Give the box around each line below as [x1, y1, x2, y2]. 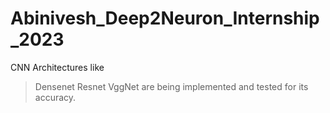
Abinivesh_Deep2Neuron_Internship [10, 7, 320, 30]
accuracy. [34, 91, 77, 103]
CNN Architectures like [10, 61, 105, 73]
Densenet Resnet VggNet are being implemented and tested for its [34, 80, 309, 92]
